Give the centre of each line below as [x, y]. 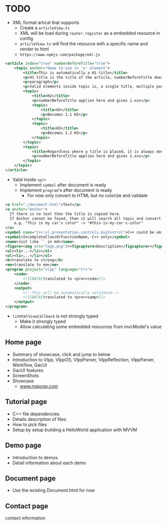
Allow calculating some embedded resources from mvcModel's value [90, 327]
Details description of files [39, 419]
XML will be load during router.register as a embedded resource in [90, 33]
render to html [34, 49]
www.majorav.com [39, 386]
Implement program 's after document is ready [66, 190]
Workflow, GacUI [30, 365]
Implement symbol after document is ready [63, 184]
